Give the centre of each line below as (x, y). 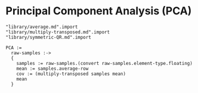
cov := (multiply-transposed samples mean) (71, 74)
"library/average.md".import (42, 27)
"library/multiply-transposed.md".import (58, 32)
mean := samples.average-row (52, 69)
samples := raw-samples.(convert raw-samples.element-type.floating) (105, 63)
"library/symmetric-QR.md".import (49, 37)
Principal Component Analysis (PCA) (99, 11)
